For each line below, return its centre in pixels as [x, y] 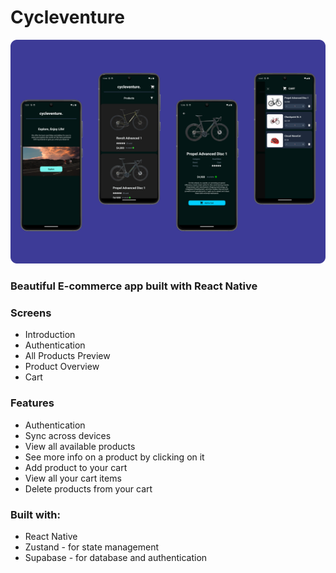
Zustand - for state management [92, 547]
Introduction [50, 335]
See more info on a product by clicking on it [114, 457]
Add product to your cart [76, 467]
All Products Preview [67, 356]
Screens [31, 313]
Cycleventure [67, 17]
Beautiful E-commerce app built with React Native [134, 286]
